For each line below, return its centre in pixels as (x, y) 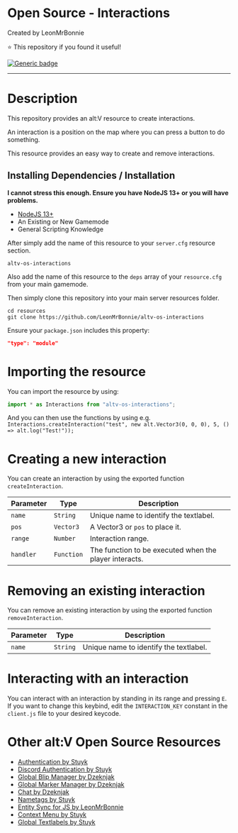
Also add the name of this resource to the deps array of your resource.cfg (114, 276)
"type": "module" (33, 343)
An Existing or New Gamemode (63, 221)
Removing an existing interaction (106, 591)
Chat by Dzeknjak (43, 792)
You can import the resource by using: (63, 391)
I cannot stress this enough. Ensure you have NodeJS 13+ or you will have (118, 192)
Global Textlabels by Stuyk (56, 822)
